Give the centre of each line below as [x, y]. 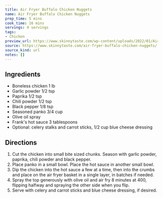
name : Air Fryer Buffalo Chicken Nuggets [48, 14]
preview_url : [18, 41]
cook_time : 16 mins [25, 23]
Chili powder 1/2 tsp [32, 101]
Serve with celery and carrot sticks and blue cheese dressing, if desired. [84, 190]
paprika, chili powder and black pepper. [52, 159]
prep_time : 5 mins [24, 18]
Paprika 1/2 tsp [27, 96]
